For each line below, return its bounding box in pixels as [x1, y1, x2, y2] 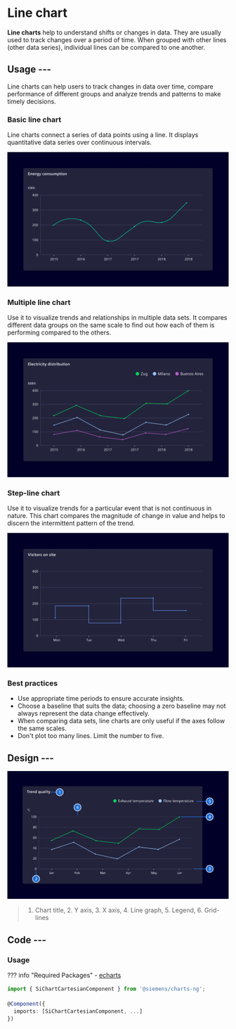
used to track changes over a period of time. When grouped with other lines [7, 35, 227, 44]
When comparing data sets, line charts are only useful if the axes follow [17, 717, 225, 725]
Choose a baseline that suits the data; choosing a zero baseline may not [17, 701, 226, 711]
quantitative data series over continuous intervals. [7, 138, 152, 147]
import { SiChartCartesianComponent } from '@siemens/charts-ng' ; [7, 985, 206, 992]
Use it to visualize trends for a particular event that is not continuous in [7, 504, 212, 512]
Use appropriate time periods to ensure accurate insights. [17, 694, 185, 703]
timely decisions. [7, 97, 56, 105]
